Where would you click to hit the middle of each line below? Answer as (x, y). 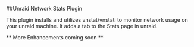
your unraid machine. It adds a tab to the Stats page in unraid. (82, 26)
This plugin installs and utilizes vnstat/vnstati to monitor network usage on (97, 20)
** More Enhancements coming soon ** (55, 37)
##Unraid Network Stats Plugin (44, 9)
